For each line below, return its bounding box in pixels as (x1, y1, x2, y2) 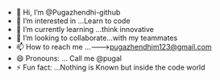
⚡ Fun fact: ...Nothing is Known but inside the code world (15, 62, 205, 72)
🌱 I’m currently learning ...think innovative (15, 25, 155, 34)
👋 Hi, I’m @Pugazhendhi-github (15, 8, 121, 17)
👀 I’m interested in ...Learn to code (15, 16, 131, 26)
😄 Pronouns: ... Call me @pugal (15, 54, 122, 63)
